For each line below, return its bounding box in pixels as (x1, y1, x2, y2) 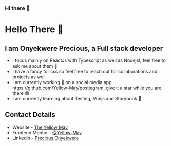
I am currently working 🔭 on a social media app (12, 79, 112, 85)
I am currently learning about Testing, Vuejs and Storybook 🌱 (12, 95, 142, 101)
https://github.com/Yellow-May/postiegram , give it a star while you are (12, 85, 162, 91)
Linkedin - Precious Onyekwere (12, 135, 79, 141)
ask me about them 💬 (12, 62, 58, 69)
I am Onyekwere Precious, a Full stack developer (5, 44, 163, 53)
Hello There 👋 (5, 24, 64, 35)
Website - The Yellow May (12, 124, 68, 130)
